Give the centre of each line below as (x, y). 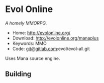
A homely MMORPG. (26, 23)
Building (18, 74)
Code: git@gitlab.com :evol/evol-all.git (51, 48)
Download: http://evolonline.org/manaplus (55, 38)
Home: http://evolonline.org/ (41, 32)
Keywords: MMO (29, 43)
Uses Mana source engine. (33, 58)
